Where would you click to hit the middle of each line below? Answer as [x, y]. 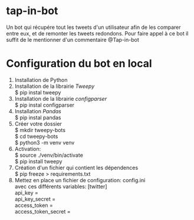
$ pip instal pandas [38, 117]
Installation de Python [41, 80]
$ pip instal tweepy [38, 92]
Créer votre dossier [38, 124]
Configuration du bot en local [79, 64]
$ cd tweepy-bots [36, 136]
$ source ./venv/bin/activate [49, 155]
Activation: [28, 149]
